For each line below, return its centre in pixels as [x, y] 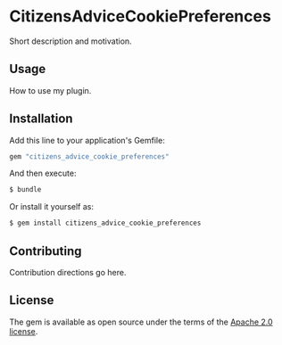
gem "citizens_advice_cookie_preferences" [89, 156]
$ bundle [25, 190]
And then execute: [43, 173]
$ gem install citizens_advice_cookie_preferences [105, 223]
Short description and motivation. [70, 41]
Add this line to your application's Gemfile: [87, 140]
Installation [41, 119]
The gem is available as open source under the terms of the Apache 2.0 [141, 322]
